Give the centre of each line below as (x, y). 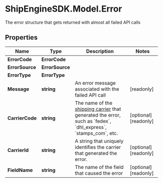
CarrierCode (22, 118)
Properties (21, 38)
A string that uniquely (99, 141)
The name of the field (99, 167)
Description (100, 51)
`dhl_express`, (91, 127)
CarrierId (18, 150)
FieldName (20, 170)
